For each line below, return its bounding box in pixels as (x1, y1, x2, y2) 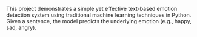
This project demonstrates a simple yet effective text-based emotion (6, 5, 178, 12)
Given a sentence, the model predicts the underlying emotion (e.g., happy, (6, 18, 192, 24)
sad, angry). (6, 24, 37, 31)
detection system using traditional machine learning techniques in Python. (6, 11, 192, 18)
